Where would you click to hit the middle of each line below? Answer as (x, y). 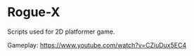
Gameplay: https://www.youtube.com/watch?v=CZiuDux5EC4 (97, 45)
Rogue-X (34, 12)
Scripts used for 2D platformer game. (61, 31)
